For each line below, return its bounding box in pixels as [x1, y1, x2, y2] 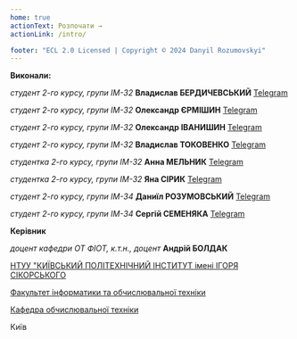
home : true [10, 12, 51, 22]
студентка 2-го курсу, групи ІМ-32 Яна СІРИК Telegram [10, 174, 222, 185]
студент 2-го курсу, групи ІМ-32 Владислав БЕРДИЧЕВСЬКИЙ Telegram [10, 87, 288, 98]
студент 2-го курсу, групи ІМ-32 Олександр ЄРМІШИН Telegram [10, 104, 258, 116]
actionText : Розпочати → [10, 21, 103, 30]
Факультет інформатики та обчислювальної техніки [10, 287, 206, 298]
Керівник [10, 226, 47, 236]
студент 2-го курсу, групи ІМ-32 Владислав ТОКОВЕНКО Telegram [10, 139, 267, 150]
